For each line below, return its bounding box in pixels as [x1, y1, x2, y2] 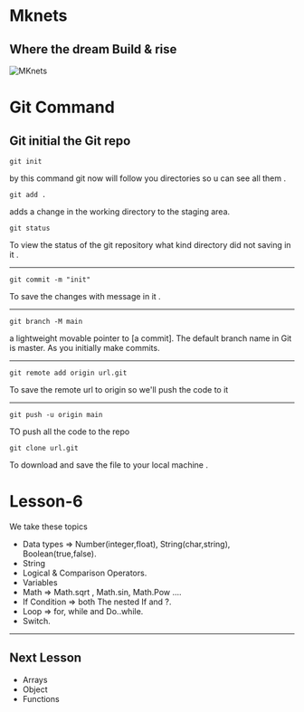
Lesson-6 [9, 491, 83, 512]
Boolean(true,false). [22, 548, 97, 559]
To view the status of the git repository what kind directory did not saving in [9, 240, 291, 250]
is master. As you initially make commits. [9, 343, 160, 353]
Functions [22, 693, 61, 704]
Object [22, 684, 48, 695]
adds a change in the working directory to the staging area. [9, 206, 231, 217]
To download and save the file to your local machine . [9, 460, 208, 470]
